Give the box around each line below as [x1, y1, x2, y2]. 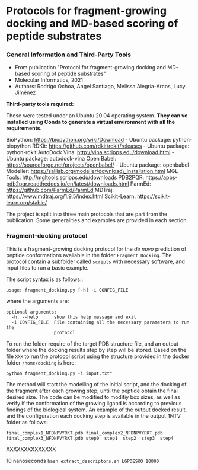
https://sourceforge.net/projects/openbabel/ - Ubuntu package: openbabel [6, 161, 189, 168]
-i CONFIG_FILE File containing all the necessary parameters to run [11, 319, 190, 325]
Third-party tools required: [6, 101, 74, 108]
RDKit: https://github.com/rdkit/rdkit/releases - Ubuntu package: [32, 142, 190, 149]
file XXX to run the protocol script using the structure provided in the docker [6, 353, 190, 360]
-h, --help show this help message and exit [11, 314, 136, 320]
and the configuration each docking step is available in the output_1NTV [6, 412, 181, 419]
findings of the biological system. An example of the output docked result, [6, 406, 187, 413]
